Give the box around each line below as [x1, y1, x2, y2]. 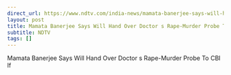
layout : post [7, 16, 45, 23]
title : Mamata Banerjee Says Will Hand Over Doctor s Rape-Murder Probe [7, 22, 220, 29]
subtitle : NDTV [7, 29, 51, 36]
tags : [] [7, 35, 32, 42]
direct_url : [7, 10, 41, 17]
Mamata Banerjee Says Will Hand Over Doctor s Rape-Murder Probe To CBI [7, 54, 221, 62]
